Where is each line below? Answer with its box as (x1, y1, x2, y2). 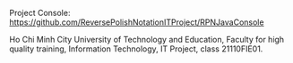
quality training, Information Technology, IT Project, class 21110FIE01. (9, 43, 263, 54)
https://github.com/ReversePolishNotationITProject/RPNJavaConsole (9, 17, 264, 28)
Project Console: (9, 8, 71, 18)
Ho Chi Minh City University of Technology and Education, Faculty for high (9, 35, 285, 44)
